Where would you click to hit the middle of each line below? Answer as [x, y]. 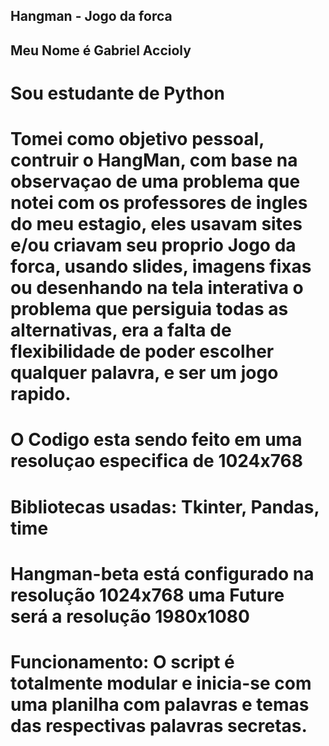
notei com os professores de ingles [159, 203]
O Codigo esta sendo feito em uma [156, 440]
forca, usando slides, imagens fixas [161, 266]
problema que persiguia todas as [149, 309]
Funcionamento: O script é [122, 661]
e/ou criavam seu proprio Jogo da [153, 245]
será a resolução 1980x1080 [130, 616]
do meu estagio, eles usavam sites [156, 224]
